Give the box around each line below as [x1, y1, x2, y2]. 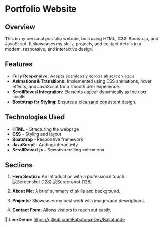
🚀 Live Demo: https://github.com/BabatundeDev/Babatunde [5, 217, 125, 223]
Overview [5, 23, 36, 31]
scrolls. [12, 94, 27, 99]
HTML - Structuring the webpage [12, 126, 79, 132]
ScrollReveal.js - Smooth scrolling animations [12, 147, 105, 152]
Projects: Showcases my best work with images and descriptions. [12, 198, 145, 204]
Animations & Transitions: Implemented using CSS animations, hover [12, 78, 152, 84]
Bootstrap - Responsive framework [12, 136, 84, 142]
